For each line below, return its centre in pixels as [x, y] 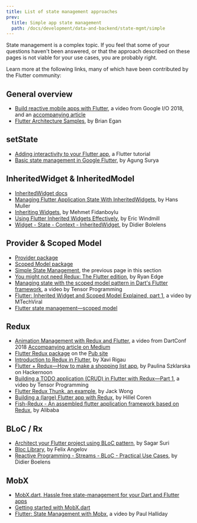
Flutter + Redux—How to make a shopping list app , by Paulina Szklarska [102, 366]
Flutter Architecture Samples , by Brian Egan [68, 121]
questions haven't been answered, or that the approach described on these [98, 52]
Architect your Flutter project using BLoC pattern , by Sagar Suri [92, 443]
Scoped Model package [44, 264]
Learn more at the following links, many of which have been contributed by [97, 69]
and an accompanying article [50, 115]
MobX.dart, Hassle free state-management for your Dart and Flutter [97, 495]
